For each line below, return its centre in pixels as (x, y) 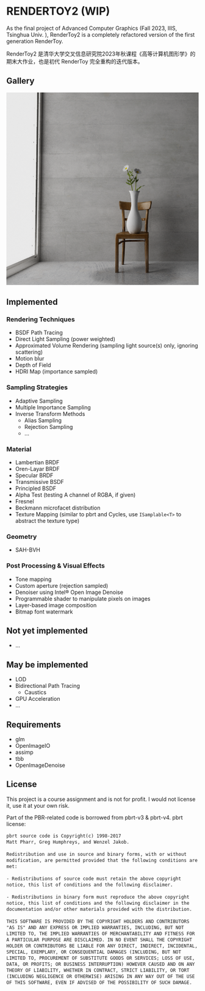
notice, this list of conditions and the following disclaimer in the (98, 903)
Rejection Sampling (49, 426)
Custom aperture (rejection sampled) (62, 585)
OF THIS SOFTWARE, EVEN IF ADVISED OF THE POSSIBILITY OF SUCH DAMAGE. (99, 982)
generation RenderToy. (35, 41)
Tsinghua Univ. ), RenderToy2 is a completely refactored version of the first (101, 34)
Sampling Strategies (37, 387)
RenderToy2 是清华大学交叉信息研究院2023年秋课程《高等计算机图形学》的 (101, 54)
